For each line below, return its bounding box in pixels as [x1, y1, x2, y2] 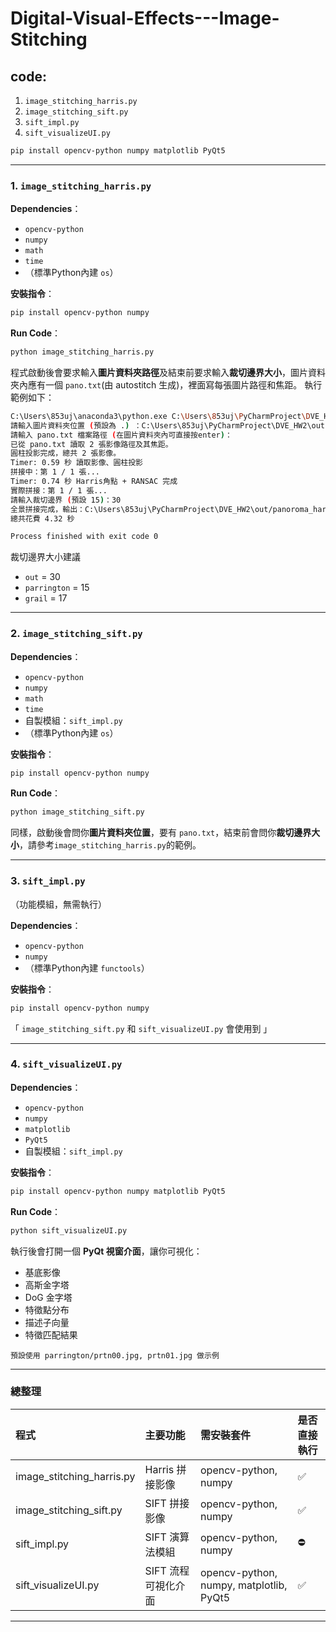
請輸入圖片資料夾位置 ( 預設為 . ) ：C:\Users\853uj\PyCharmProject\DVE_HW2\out [10, 420, 326, 431]
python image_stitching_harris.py [10, 347, 155, 357]
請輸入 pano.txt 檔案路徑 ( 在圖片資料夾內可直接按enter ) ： [10, 430, 233, 440]
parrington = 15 [24, 582, 90, 594]
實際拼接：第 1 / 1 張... [10, 485, 108, 496]
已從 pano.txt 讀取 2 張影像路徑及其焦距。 [10, 439, 173, 449]
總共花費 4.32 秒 [10, 513, 75, 524]
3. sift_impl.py [10, 874, 86, 888]
